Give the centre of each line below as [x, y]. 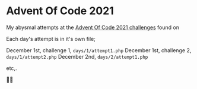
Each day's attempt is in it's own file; [51, 39]
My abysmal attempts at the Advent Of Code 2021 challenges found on [93, 27]
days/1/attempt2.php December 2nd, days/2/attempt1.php [77, 56]
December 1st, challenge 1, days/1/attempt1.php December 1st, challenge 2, [99, 50]
